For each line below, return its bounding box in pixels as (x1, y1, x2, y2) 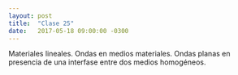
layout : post (8, 11, 53, 20)
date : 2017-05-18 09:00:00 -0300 (8, 27, 129, 35)
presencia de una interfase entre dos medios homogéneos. (8, 57, 206, 67)
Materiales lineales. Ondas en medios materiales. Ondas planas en (8, 49, 231, 59)
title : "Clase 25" (8, 19, 75, 27)
